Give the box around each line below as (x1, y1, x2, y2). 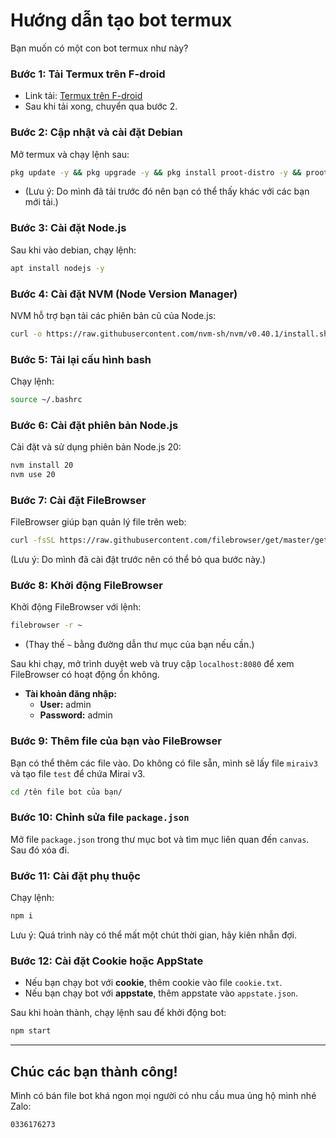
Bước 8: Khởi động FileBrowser (10, 579, 163, 593)
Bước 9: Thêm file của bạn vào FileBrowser (10, 734, 222, 748)
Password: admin (39, 709, 113, 721)
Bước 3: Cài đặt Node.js (10, 221, 127, 235)
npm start (10, 1026, 52, 1036)
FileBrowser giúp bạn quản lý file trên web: (10, 516, 187, 528)
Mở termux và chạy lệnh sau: (10, 148, 130, 160)
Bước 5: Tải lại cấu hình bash (10, 352, 152, 366)
